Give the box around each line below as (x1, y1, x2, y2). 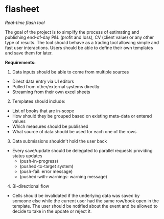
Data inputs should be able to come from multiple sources (12, 69, 129, 74)
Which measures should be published (12, 123, 89, 129)
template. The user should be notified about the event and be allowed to (12, 203, 158, 209)
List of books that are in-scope (12, 108, 74, 114)
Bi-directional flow (12, 183, 49, 189)
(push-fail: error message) (19, 168, 73, 174)
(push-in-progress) (19, 158, 59, 164)
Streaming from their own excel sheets (12, 89, 91, 95)
